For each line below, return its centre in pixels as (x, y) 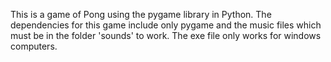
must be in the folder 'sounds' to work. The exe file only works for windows (166, 35)
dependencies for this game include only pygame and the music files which (166, 25)
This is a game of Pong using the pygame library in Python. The (141, 14)
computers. (34, 46)
